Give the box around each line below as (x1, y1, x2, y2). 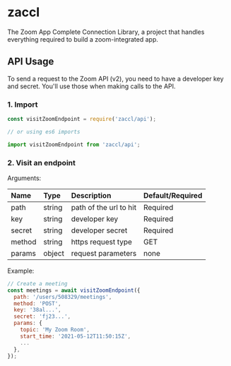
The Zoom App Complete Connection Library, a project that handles (7, 28, 205, 36)
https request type (71, 237, 133, 247)
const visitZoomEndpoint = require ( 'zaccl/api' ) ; (7, 116, 157, 123)
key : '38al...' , (13, 307, 61, 314)
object (43, 248, 65, 258)
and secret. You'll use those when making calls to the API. (7, 82, 176, 90)
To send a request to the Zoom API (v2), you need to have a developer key (7, 74, 224, 83)
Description (71, 190, 112, 200)
